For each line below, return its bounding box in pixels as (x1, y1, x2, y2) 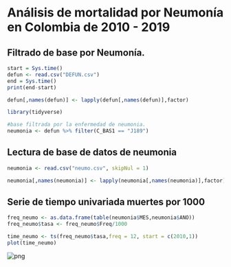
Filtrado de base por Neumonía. (7, 47, 146, 58)
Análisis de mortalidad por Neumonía (7, 5, 224, 21)
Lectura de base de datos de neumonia (7, 146, 177, 159)
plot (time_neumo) (7, 240, 57, 246)
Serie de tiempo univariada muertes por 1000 (7, 196, 205, 207)
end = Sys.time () (7, 78, 57, 84)
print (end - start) (7, 84, 57, 91)
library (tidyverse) (7, 108, 63, 116)
